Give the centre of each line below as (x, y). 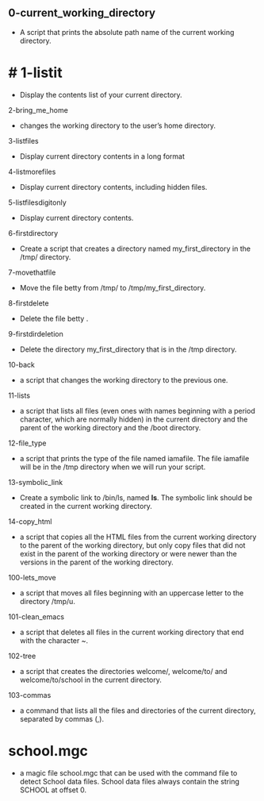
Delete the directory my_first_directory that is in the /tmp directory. (128, 349)
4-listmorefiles (32, 171)
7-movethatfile (32, 272)
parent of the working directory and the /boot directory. (110, 427)
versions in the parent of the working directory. (96, 562)
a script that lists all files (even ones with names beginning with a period (137, 410)
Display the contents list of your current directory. (101, 94)
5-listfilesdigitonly (38, 202)
